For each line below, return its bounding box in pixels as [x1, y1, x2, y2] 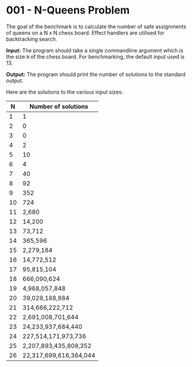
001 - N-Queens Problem [6, 4, 130, 17]
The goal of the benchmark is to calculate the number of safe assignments [6, 23, 187, 30]
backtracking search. [6, 35, 58, 42]
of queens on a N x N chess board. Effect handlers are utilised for [6, 29, 165, 36]
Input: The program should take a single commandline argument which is [6, 46, 184, 54]
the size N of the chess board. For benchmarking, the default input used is [6, 53, 185, 60]
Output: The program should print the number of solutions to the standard [6, 71, 186, 78]
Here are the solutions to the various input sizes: [6, 88, 123, 95]
